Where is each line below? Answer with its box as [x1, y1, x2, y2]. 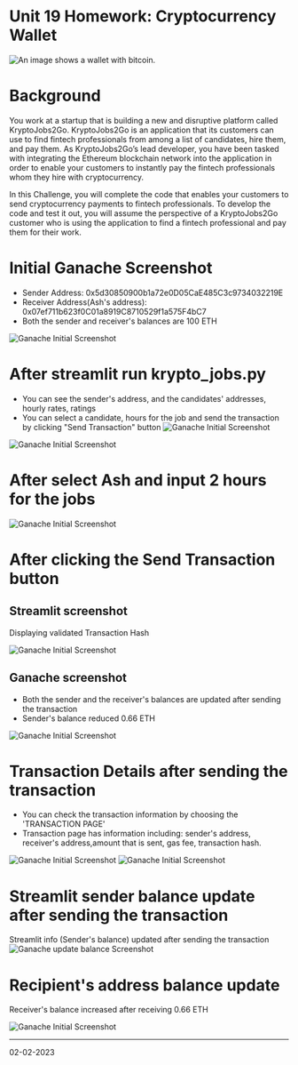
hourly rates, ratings [21, 403, 96, 413]
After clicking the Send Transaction [9, 549, 276, 570]
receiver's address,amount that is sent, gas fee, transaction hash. [21, 837, 262, 848]
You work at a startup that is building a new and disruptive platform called [9, 115, 278, 125]
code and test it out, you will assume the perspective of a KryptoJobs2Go [9, 207, 278, 219]
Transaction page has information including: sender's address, [21, 829, 251, 839]
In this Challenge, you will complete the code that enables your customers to [9, 188, 289, 199]
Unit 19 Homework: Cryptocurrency [9, 6, 277, 27]
